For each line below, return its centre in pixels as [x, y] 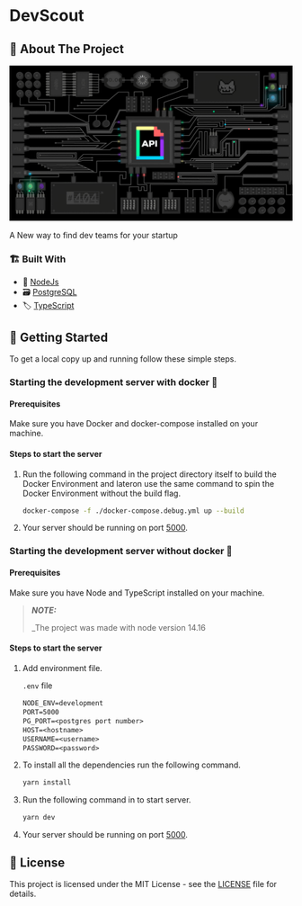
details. [23, 894]
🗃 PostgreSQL [50, 292]
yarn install [47, 782]
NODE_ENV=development [62, 703]
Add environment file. [62, 668]
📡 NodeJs [40, 282]
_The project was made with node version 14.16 [119, 627]
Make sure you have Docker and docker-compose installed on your [134, 424]
